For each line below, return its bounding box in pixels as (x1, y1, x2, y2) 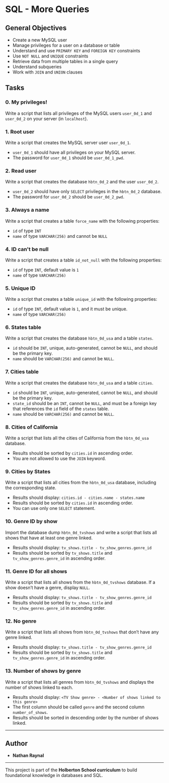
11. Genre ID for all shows (5, 568, 67, 575)
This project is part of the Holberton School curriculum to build (5, 767, 137, 773)
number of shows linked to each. (5, 684, 73, 690)
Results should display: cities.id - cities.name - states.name (12, 495, 145, 501)
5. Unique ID (5, 285, 36, 292)
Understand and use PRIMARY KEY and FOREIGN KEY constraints (12, 48, 140, 53)
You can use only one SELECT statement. (12, 505, 96, 511)
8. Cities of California (5, 423, 58, 430)
